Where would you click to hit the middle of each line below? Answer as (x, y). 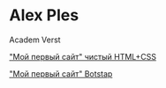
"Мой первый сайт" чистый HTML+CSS (83, 56)
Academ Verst (35, 40)
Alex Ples (44, 15)
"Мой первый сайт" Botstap (61, 73)
